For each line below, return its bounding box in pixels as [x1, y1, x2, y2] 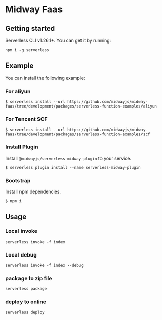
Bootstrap [5, 177, 31, 184]
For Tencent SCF [5, 116, 48, 123]
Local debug [5, 251, 37, 258]
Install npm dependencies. [5, 188, 62, 195]
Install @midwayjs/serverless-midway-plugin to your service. [5, 155, 132, 161]
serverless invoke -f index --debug [5, 263, 84, 268]
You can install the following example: [5, 75, 85, 81]
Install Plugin [5, 143, 38, 151]
